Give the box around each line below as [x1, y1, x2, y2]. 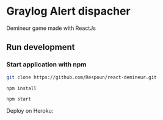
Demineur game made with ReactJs [6, 24, 96, 32]
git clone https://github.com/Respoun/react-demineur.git [6, 74, 157, 80]
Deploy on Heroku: [6, 107, 54, 115]
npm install [6, 85, 37, 91]
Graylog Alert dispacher [6, 4, 131, 18]
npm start [6, 96, 32, 102]
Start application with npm [6, 60, 87, 69]
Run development [6, 42, 75, 52]
